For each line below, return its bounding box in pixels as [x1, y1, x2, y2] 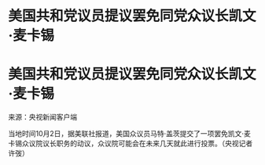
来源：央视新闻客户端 [8, 113, 77, 122]
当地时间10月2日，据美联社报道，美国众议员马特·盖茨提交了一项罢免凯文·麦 [8, 129, 252, 138]
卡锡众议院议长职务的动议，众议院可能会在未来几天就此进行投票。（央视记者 [8, 138, 253, 149]
